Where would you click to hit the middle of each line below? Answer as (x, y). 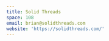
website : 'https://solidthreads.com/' (55, 29)
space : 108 (20, 17)
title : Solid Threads (34, 12)
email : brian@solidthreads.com (46, 23)
